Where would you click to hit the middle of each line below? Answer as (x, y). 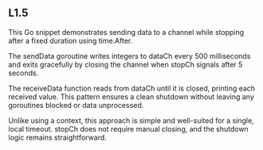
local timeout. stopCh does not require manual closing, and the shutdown (128, 129)
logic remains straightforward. (58, 137)
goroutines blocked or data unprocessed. (76, 105)
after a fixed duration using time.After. (71, 40)
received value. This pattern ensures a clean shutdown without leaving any (131, 96)
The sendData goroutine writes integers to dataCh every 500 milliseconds (130, 56)
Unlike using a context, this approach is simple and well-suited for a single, (131, 120)
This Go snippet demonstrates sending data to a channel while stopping (126, 32)
